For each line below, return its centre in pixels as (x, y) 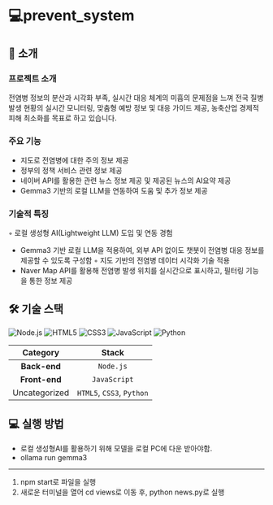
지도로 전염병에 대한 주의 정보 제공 (74, 160)
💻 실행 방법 (36, 424)
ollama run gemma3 (54, 458)
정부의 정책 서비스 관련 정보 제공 (71, 171)
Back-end (41, 367)
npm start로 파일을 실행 (58, 482)
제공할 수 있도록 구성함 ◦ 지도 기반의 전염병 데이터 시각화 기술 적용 (125, 260)
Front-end (41, 380)
